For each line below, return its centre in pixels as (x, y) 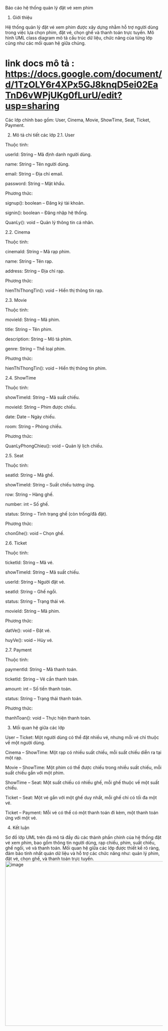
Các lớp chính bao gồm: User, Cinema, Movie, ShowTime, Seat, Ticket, (78, 120)
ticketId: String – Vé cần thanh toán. (42, 679)
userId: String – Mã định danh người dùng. (48, 154)
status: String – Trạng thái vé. (35, 601)
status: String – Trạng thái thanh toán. (44, 698)
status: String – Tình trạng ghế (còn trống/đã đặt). (56, 513)
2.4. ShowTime (21, 378)
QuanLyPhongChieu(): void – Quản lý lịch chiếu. (54, 446)
